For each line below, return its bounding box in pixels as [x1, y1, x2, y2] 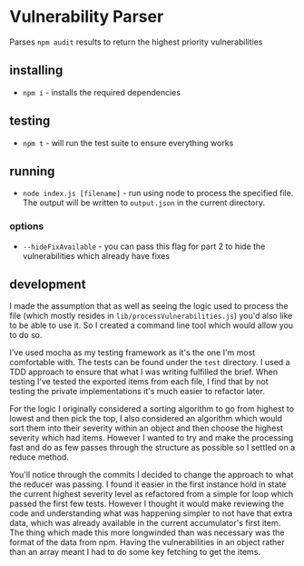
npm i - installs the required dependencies [22, 86, 181, 97]
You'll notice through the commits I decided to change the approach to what [9, 470, 294, 481]
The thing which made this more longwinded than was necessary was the [9, 527, 285, 538]
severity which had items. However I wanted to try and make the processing [9, 432, 294, 443]
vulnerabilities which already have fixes [22, 250, 171, 261]
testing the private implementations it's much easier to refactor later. [9, 386, 265, 397]
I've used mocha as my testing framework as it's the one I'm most [9, 347, 256, 358]
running [9, 164, 55, 179]
